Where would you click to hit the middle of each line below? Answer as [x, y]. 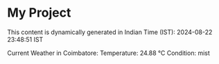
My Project [39, 13]
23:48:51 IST [25, 39]
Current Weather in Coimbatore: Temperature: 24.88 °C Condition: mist [108, 53]
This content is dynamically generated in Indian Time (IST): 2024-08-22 [110, 32]
